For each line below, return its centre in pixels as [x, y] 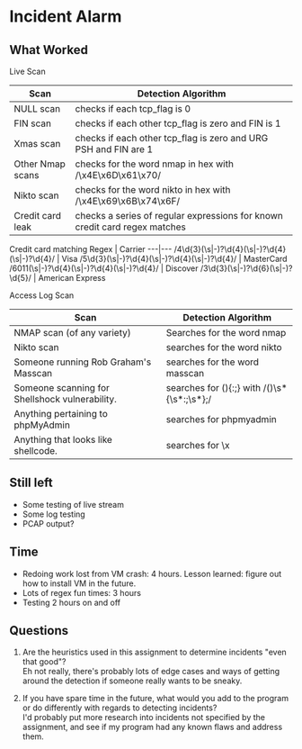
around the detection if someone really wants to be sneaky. [132, 681]
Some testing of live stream [73, 504]
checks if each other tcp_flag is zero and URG [172, 138]
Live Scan [28, 71]
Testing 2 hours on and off [71, 602]
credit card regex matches [131, 227]
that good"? [44, 662]
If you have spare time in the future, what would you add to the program [155, 699]
